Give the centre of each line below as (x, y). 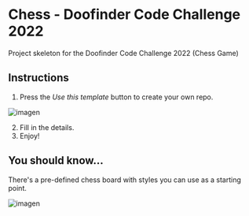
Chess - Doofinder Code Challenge (124, 15)
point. (18, 188)
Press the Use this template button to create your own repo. (116, 97)
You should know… (56, 160)
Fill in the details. (47, 127)
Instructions (38, 78)
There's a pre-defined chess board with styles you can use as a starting (125, 180)
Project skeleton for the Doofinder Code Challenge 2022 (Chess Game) (124, 53)
